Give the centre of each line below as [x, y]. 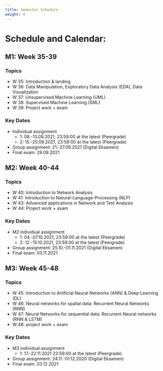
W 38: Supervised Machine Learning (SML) [56, 103]
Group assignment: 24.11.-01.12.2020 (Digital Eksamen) [68, 359]
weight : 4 [15, 14]
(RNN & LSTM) [27, 319]
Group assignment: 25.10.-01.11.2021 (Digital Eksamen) [67, 248]
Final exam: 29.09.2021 [36, 152]
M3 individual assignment [39, 348]
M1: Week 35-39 [31, 57]
